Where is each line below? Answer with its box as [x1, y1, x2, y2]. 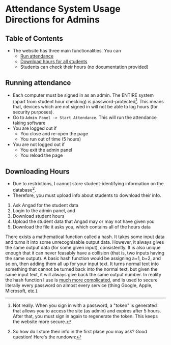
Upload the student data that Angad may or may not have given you [12, 218, 155, 224]
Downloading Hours [5, 167, 70, 176]
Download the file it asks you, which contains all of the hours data [12, 223, 151, 229]
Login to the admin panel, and [12, 207, 75, 214]
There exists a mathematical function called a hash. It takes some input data [5, 234, 165, 240]
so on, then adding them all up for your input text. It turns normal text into [5, 261, 159, 267]
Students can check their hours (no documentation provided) [20, 64, 149, 70]
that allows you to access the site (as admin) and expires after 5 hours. [12, 307, 161, 313]
